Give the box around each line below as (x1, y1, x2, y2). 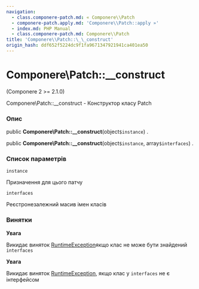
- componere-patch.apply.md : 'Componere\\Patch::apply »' (11, 20, 160, 26)
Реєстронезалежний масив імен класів (6, 201, 106, 208)
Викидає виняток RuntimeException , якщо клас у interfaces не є (6, 269, 170, 276)
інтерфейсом (6, 276, 39, 283)
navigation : (6, 8, 36, 15)
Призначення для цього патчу (6, 179, 83, 186)
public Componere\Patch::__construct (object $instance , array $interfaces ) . (6, 140, 194, 147)
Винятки (6, 216, 32, 224)
